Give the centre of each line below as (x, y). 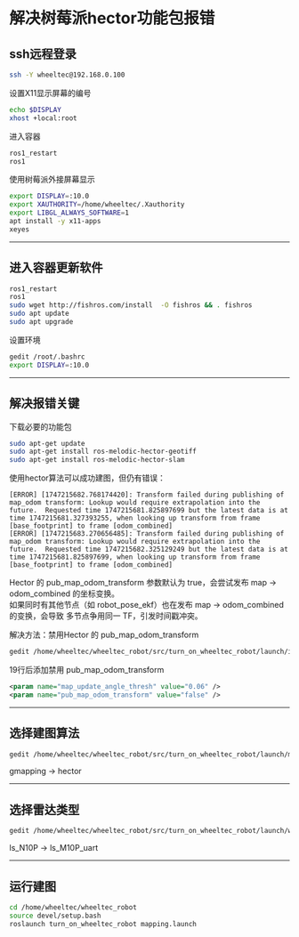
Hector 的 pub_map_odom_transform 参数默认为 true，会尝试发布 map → (143, 583)
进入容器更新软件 (56, 268)
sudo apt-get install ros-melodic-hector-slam (97, 460)
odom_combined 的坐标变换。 (65, 594)
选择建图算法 (44, 734)
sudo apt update (39, 314)
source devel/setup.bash (55, 916)
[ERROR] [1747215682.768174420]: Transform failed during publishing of (147, 495)
